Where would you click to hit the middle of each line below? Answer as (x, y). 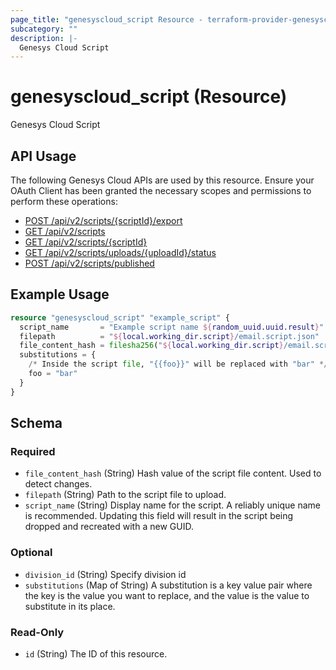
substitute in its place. (70, 606)
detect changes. (58, 484)
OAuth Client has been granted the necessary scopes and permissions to (161, 190)
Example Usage (60, 294)
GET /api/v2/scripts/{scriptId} (86, 242)
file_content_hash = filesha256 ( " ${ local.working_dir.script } (151, 346)
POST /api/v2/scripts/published (89, 263)
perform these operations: (64, 201)
